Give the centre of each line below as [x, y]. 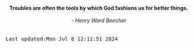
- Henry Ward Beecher [99, 20]
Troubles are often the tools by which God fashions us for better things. [99, 8]
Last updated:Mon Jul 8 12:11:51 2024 [62, 39]
